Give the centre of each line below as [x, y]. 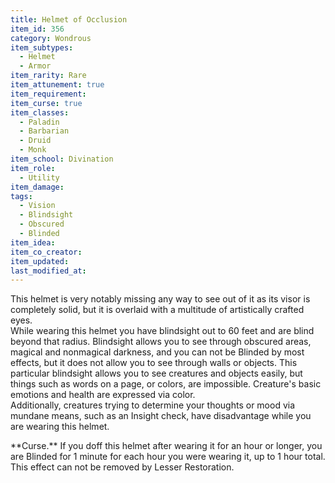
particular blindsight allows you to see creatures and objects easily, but [156, 373]
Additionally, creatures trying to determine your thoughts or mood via [153, 405]
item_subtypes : [42, 47]
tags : [21, 196]
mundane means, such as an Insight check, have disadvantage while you [161, 416]
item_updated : [40, 261]
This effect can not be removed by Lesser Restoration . [122, 467]
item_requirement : [48, 94]
